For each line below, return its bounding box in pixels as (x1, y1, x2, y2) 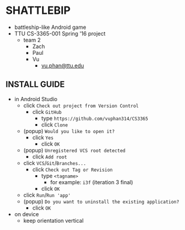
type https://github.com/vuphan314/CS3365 (41, 114, 148, 122)
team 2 (23, 36, 41, 43)
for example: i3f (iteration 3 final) (50, 178, 133, 185)
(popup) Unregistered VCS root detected (23, 146, 126, 154)
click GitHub (32, 108, 62, 115)
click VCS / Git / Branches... (23, 159, 86, 166)
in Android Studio (14, 95, 58, 102)
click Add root (32, 153, 67, 160)
